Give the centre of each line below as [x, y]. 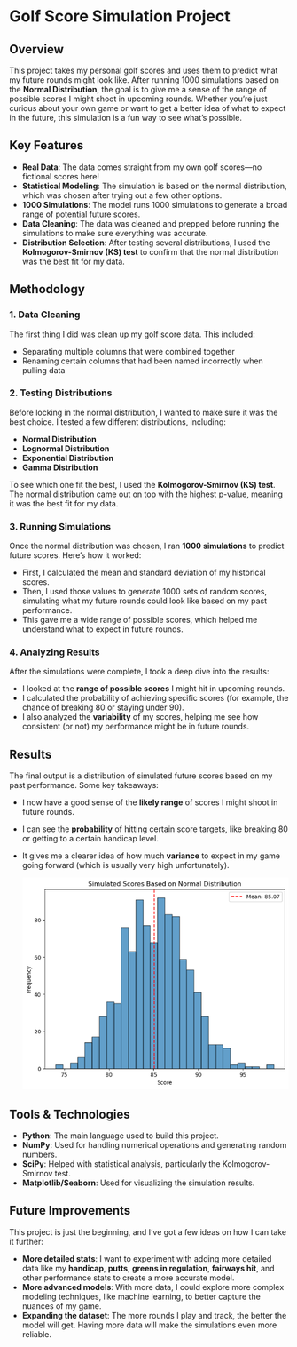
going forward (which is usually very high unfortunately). [125, 865]
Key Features [47, 145]
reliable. [36, 1334]
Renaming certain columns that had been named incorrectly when [142, 361]
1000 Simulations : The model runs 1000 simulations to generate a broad [155, 204]
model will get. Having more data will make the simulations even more [149, 1325]
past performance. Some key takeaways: [84, 785]
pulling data [43, 370]
